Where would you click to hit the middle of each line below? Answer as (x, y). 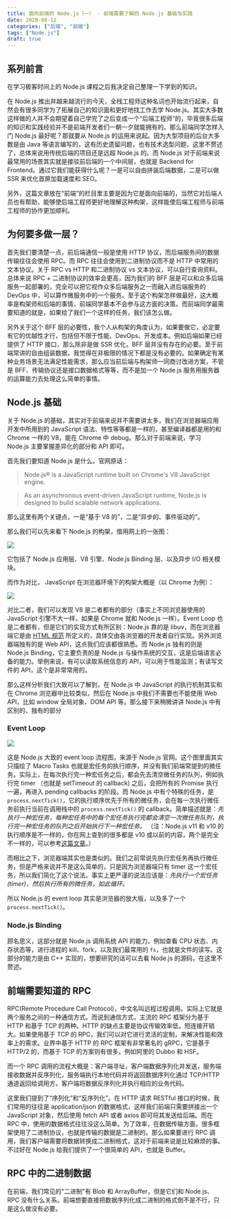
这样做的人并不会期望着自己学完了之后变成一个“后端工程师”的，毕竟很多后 (112, 118)
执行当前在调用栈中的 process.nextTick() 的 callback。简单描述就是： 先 (121, 809)
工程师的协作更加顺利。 (40, 210)
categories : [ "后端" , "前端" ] (48, 26)
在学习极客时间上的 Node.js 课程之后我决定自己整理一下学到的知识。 (104, 86)
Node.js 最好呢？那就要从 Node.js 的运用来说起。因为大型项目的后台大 (114, 136)
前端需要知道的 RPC (49, 991)
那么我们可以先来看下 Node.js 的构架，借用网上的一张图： (89, 531)
